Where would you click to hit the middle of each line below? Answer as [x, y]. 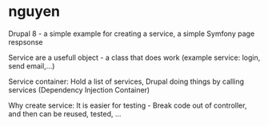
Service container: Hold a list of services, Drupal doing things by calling [126, 81]
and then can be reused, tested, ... [65, 113]
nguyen [34, 12]
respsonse [26, 41]
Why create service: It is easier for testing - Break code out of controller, [128, 105]
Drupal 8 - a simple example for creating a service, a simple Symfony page [132, 33]
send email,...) [32, 65]
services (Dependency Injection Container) [79, 89]
